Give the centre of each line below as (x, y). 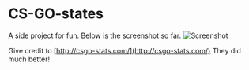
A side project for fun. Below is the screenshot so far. (95, 35)
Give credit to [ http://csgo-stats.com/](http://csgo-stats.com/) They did (124, 50)
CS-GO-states (56, 14)
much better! (29, 59)
